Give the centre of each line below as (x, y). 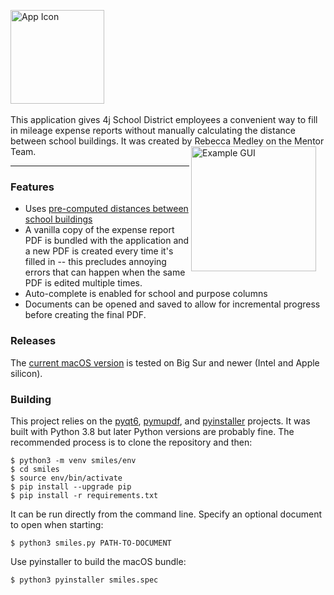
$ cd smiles (35, 469)
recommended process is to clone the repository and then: (131, 442)
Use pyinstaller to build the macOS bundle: (98, 561)
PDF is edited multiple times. (83, 283)
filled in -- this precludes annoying (95, 262)
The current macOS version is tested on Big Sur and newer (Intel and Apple (165, 362)
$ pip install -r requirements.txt (84, 495)
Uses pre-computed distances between (106, 209)
